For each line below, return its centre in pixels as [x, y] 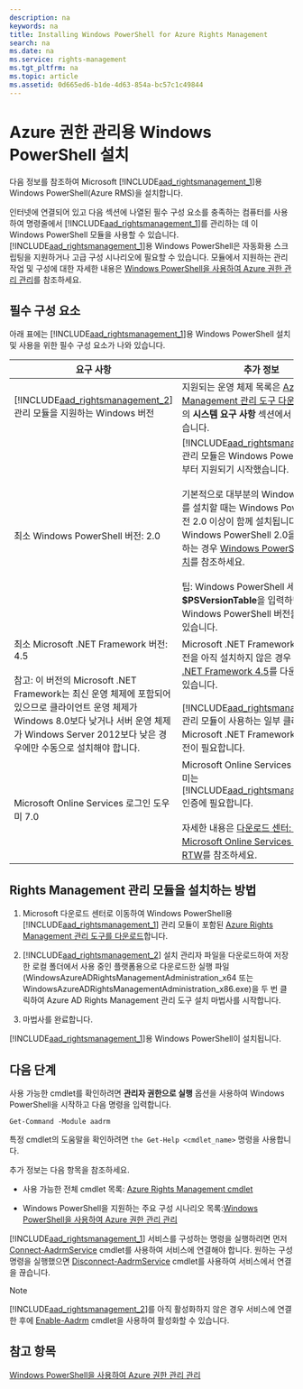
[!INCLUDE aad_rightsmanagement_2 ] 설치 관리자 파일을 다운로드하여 [147, 955]
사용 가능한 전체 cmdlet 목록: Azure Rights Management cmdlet [138, 1189]
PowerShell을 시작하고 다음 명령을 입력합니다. [90, 1104]
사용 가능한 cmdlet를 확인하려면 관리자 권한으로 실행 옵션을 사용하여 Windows [147, 1093]
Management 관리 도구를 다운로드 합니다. [95, 936]
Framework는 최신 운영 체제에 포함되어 [92, 694]
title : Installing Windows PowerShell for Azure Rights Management [139, 34]
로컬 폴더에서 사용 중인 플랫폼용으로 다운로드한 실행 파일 [131, 967]
